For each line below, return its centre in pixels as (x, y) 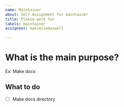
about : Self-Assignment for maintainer (47, 14)
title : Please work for (30, 19)
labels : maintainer (25, 24)
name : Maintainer (23, 10)
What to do (23, 87)
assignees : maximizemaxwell (34, 28)
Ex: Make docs (20, 71)
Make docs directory (34, 99)
